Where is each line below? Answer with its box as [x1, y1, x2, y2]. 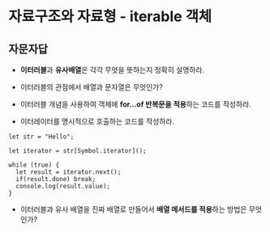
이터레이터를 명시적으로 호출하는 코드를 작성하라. [19, 116, 174, 126]
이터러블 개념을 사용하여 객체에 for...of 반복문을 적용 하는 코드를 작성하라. [19, 99, 251, 109]
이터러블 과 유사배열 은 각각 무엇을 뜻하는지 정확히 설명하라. [19, 65, 205, 74]
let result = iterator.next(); [15, 168, 122, 176]
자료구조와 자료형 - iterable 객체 [8, 7, 212, 26]
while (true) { [8, 161, 60, 169]
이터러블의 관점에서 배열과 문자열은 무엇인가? [19, 82, 164, 91]
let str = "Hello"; [8, 133, 75, 141]
